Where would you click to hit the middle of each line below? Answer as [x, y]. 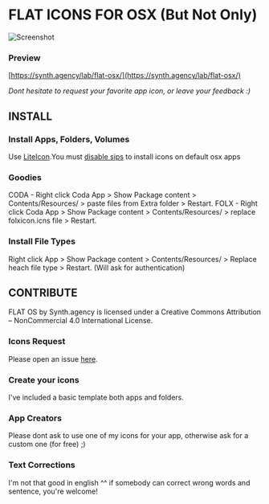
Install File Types [42, 241]
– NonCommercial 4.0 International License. [81, 321]
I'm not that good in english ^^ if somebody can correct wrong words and [129, 482]
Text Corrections [42, 465]
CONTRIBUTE [43, 292]
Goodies [25, 177]
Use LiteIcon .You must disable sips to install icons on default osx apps [124, 156]
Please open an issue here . [53, 359]
